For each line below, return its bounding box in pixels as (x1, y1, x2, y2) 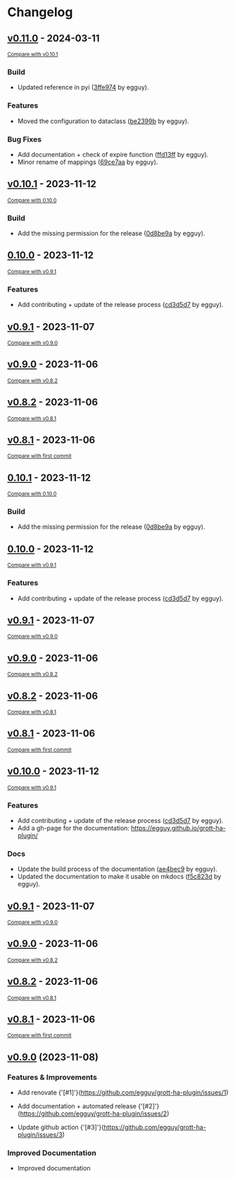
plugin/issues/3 (17, 1130, 63, 1139)
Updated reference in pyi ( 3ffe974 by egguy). (17, 83, 149, 92)
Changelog (7, 4, 73, 20)
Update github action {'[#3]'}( (17, 1123, 104, 1132)
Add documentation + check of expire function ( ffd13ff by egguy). (17, 150, 209, 158)
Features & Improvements (7, 1072, 97, 1082)
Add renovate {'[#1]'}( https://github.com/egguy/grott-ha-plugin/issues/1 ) (17, 1088, 229, 1097)
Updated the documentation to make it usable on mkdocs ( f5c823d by (17, 872, 222, 881)
